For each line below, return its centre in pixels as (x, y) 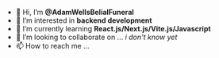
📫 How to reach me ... (52, 46)
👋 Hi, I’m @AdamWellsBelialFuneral (75, 12)
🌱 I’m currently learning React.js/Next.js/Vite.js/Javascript (113, 29)
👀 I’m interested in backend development (84, 20)
